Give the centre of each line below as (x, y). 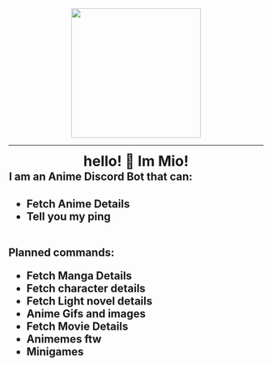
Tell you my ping (68, 217)
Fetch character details (86, 289)
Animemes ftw (64, 339)
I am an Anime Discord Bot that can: (101, 177)
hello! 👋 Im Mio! (136, 161)
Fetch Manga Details (79, 276)
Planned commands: (62, 253)
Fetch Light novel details (89, 302)
